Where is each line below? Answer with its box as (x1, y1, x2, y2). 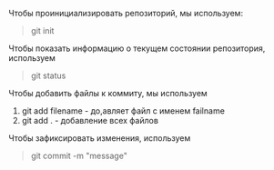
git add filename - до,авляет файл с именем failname (21, 105, 225, 116)
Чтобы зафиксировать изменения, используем (8, 133, 191, 144)
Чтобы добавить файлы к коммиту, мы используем (8, 88, 208, 98)
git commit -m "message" (30, 150, 128, 161)
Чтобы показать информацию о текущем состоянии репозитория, (8, 43, 266, 54)
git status (30, 70, 66, 81)
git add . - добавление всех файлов (21, 115, 158, 125)
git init (30, 25, 55, 35)
